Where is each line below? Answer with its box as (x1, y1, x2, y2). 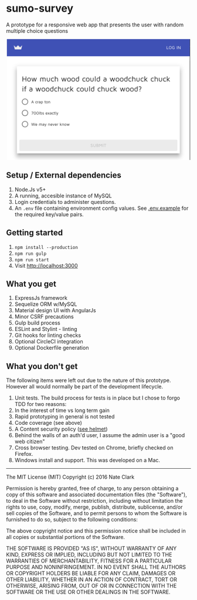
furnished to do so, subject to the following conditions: (6, 516, 138, 523)
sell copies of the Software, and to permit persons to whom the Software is (6, 510, 188, 517)
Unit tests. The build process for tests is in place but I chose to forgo (14, 394, 181, 401)
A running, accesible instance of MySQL (14, 192, 113, 199)
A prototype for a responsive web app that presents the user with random (6, 21, 184, 28)
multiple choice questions (6, 27, 69, 34)
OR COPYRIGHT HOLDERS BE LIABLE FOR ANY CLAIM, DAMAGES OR (6, 570, 176, 577)
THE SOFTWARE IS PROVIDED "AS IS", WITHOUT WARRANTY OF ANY (6, 545, 177, 552)
